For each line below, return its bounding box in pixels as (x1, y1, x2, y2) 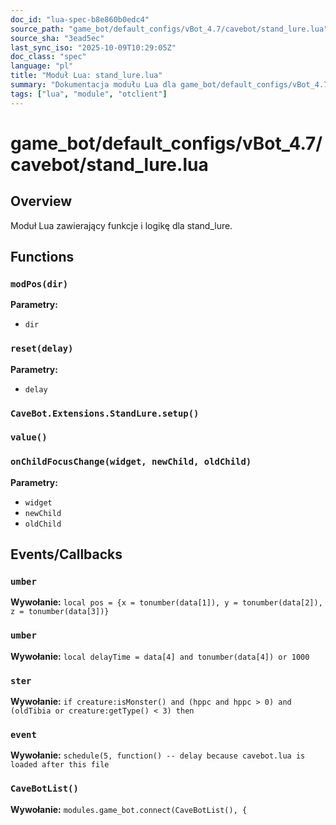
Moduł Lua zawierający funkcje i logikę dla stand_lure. (10, 219, 233, 231)
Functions (10, 249, 75, 266)
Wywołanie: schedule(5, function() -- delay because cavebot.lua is (10, 749, 306, 761)
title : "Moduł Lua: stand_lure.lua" (10, 71, 163, 81)
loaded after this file (10, 760, 110, 770)
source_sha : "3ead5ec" (10, 33, 105, 43)
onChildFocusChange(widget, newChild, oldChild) (10, 456, 252, 468)
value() (10, 432, 48, 443)
